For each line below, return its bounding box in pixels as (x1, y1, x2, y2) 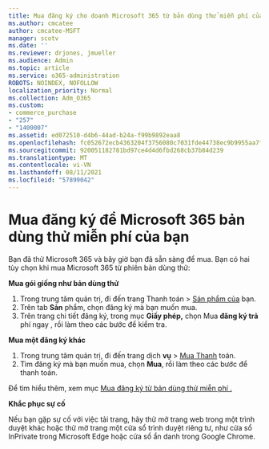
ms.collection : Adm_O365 (8, 94, 91, 102)
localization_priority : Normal (8, 86, 113, 95)
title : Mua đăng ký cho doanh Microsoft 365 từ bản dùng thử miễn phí (8, 11, 249, 20)
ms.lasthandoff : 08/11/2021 (8, 169, 102, 177)
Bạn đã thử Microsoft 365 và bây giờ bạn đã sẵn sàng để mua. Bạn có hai (8, 254, 250, 263)
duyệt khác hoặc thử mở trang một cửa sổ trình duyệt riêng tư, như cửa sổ (8, 422, 252, 432)
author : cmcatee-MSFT (8, 27, 81, 35)
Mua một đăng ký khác (8, 335, 86, 345)
